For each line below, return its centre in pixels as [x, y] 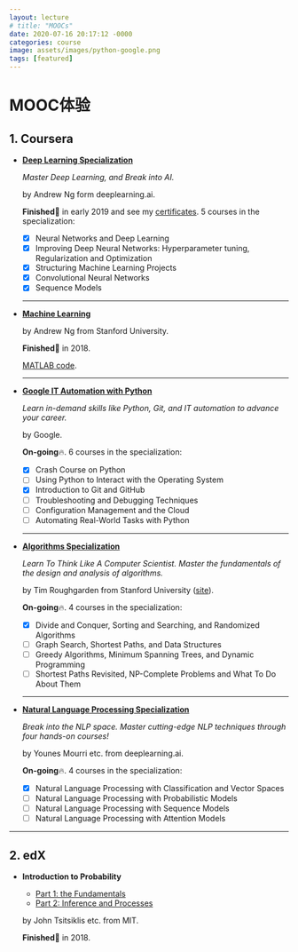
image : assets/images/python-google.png [85, 51]
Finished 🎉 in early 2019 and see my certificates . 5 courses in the [141, 211]
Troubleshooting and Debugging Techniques [117, 500]
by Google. [42, 435]
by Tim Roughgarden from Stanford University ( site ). [118, 590]
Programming [60, 664]
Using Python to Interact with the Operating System [129, 480]
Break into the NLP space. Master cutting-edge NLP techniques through [154, 726]
